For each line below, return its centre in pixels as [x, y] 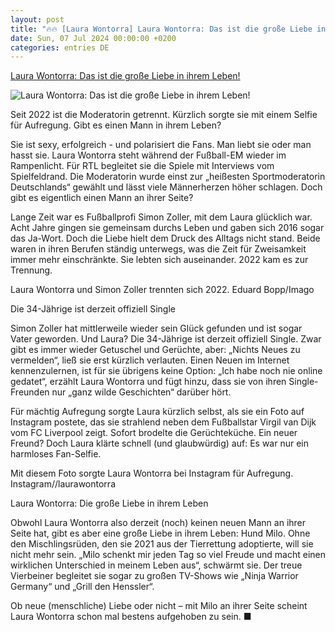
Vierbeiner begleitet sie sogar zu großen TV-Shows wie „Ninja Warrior [154, 576]
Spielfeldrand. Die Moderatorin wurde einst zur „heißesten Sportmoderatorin [168, 177]
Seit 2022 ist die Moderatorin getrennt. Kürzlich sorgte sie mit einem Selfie [164, 115]
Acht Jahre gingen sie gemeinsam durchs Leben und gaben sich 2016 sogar [167, 228]
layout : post [37, 19]
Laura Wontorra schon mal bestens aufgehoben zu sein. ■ [131, 617]
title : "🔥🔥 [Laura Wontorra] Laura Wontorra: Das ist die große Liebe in [168, 29]
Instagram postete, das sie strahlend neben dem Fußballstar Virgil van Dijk [163, 422]
